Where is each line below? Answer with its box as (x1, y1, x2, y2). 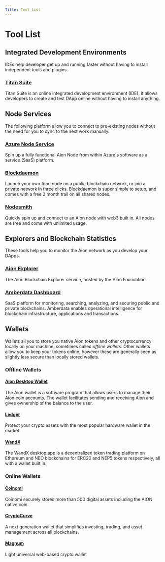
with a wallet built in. (5, 460, 47, 466)
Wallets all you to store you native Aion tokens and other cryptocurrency (5, 338, 152, 344)
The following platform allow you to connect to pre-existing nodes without (5, 123, 155, 129)
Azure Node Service (5, 141, 55, 148)
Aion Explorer (5, 265, 38, 272)
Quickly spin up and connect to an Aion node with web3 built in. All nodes (5, 215, 155, 221)
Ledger (5, 411, 20, 417)
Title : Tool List (5, 7, 41, 12)
